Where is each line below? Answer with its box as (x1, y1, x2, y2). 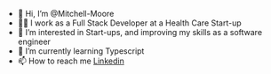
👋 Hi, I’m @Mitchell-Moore (17, 9, 115, 18)
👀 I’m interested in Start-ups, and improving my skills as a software (17, 27, 263, 37)
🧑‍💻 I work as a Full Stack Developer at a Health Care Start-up (17, 18, 242, 28)
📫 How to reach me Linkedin (17, 55, 124, 66)
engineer (17, 36, 52, 47)
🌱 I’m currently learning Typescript (17, 46, 145, 56)
